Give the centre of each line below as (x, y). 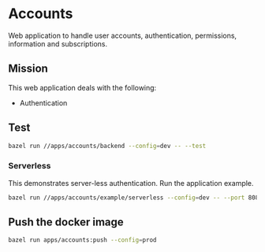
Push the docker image (66, 222)
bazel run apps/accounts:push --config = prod (82, 240)
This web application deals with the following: (82, 87)
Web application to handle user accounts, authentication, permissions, (123, 35)
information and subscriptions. (58, 43)
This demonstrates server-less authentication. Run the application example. (131, 183)
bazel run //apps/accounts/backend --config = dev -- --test (107, 146)
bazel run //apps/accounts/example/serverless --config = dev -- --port (127, 198)
